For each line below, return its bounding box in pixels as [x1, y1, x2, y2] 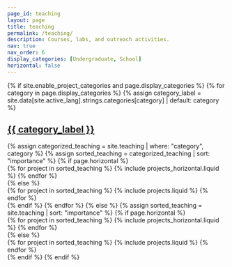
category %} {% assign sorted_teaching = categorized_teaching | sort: [7, 149, 210, 158]
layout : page [7, 17, 45, 24]
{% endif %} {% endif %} [7, 253, 80, 261]
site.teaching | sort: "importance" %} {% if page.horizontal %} [7, 208, 186, 217]
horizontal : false [7, 62, 61, 69]
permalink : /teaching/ [7, 29, 73, 37]
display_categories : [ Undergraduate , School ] [7, 56, 141, 63]
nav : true [7, 43, 36, 49]
